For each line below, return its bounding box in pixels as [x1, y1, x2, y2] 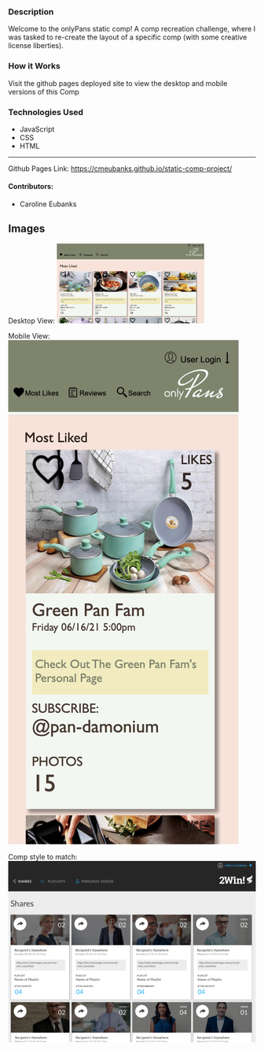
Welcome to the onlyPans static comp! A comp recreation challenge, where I [8, 24, 256, 34]
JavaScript [19, 124, 55, 134]
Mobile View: [8, 332, 50, 341]
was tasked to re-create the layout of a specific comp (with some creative [8, 32, 247, 42]
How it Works [8, 61, 60, 72]
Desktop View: [8, 316, 56, 325]
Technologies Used [8, 106, 84, 117]
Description [8, 6, 54, 17]
